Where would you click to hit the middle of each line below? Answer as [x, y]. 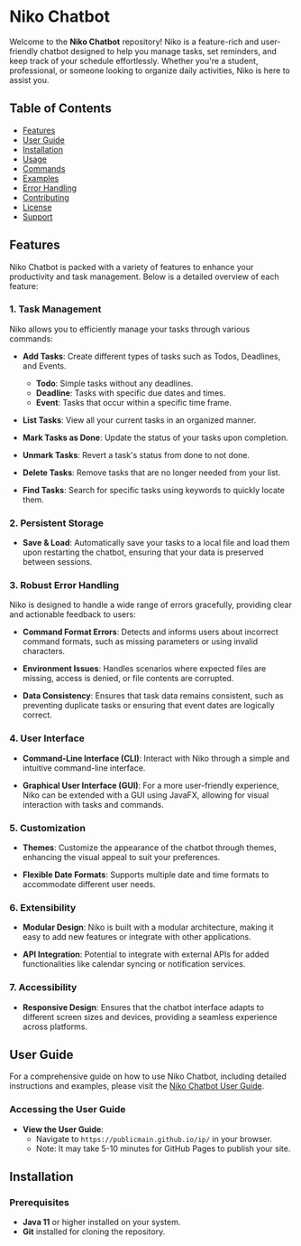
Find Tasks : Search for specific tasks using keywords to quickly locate [154, 490]
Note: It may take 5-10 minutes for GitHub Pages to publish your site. [163, 1148]
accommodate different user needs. [89, 885]
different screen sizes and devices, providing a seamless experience [150, 1016]
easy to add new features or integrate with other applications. [137, 937]
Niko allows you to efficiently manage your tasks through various [130, 329]
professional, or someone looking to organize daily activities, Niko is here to [150, 70]
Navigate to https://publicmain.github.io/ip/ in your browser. [154, 1138]
